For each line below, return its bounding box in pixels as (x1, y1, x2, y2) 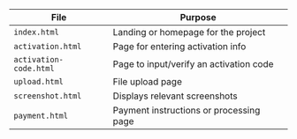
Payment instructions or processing (112, 105, 261, 116)
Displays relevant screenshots (112, 90, 238, 102)
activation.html (13, 41, 82, 51)
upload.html (13, 77, 65, 86)
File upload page (112, 76, 183, 87)
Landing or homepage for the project (112, 26, 266, 38)
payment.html (13, 111, 69, 121)
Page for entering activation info (112, 40, 247, 52)
